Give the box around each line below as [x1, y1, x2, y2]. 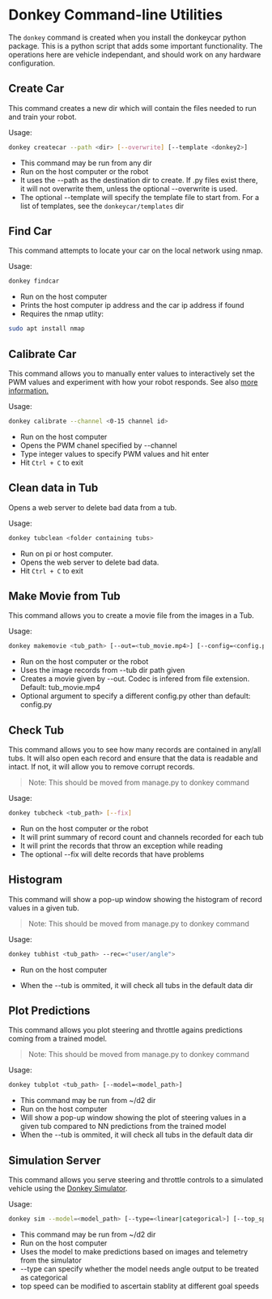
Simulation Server [8, 1153, 101, 1167]
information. [8, 386, 49, 395]
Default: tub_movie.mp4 [19, 683, 101, 692]
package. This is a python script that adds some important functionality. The [8, 40, 263, 50]
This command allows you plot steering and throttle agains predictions [8, 1025, 243, 1035]
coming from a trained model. [8, 1034, 108, 1044]
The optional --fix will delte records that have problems [19, 849, 205, 859]
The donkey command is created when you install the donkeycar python [8, 32, 247, 42]
